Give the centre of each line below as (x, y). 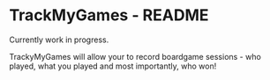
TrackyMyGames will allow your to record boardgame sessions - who (135, 56)
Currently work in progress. (59, 40)
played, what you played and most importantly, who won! (113, 66)
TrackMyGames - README (109, 15)
